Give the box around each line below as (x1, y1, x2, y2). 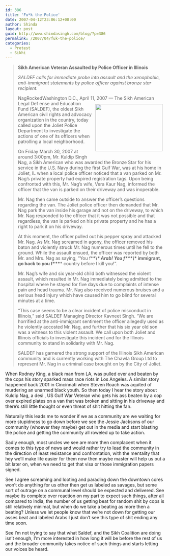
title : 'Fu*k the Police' (5, 12, 60, 17)
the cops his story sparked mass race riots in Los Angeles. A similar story (5, 376, 159, 382)
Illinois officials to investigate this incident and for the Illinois (17, 334, 144, 340)
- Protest (10, 45, 31, 51)
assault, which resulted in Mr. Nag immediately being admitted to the (17, 275, 162, 282)
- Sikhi (10, 50, 26, 55)
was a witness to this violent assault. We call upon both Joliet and (17, 329, 156, 335)
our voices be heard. (5, 546, 49, 552)
